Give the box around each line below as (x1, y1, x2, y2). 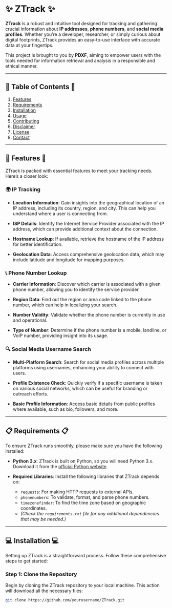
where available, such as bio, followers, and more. (12, 406, 119, 412)
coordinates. (20, 505, 47, 511)
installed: (5, 448, 25, 454)
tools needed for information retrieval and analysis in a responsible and (5, 57, 155, 64)
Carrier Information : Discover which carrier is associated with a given (12, 281, 161, 287)
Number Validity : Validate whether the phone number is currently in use (12, 312, 165, 318)
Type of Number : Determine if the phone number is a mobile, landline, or (12, 327, 167, 333)
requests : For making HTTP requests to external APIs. (20, 489, 134, 495)
